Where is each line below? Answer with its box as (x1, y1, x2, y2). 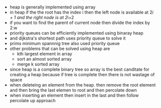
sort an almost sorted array (17, 56, 72, 62)
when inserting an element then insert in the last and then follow (9, 92, 139, 98)
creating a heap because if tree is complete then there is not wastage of (9, 72, 155, 77)
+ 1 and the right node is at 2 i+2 (9, 15, 74, 20)
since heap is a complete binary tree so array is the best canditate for (9, 66, 150, 72)
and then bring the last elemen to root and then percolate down (9, 87, 137, 93)
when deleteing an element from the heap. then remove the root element (9, 82, 156, 87)
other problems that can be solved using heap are (9, 46, 110, 51)
